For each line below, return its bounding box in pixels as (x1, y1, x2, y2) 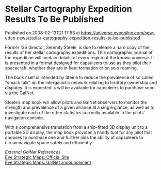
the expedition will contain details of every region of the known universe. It (5, 54, 154, 60)
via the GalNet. (5, 90, 35, 96)
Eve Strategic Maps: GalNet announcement (5, 159, 91, 165)
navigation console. (5, 115, 45, 120)
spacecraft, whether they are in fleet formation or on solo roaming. (5, 65, 138, 71)
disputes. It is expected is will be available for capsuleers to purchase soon (5, 85, 155, 90)
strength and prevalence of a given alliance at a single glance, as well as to (5, 104, 155, 110)
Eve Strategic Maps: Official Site (5, 154, 69, 160)
